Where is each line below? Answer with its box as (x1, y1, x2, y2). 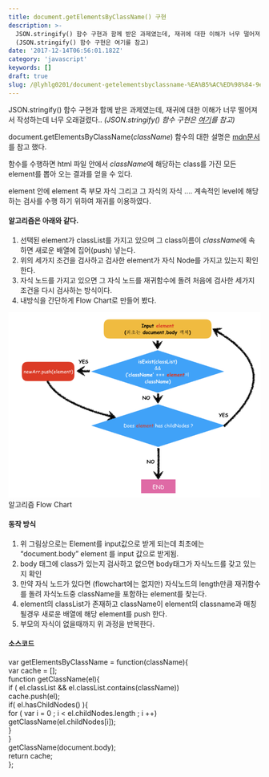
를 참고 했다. (8, 141, 47, 152)
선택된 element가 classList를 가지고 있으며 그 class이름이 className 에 (19, 235, 247, 245)
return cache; (8, 751, 54, 761)
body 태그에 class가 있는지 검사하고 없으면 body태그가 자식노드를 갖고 (19, 559, 242, 568)
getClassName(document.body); (8, 742, 116, 752)
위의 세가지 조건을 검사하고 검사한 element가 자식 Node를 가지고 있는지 (19, 255, 244, 265)
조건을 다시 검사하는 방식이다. (19, 285, 113, 295)
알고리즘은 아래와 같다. (8, 216, 79, 226)
